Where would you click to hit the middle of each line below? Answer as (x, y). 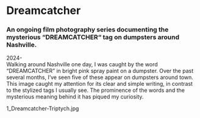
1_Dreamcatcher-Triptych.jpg (43, 109)
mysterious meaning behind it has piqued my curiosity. (75, 97)
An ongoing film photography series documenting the (87, 30)
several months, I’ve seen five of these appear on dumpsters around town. (100, 77)
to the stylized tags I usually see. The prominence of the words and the (95, 90)
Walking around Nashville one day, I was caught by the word (82, 64)
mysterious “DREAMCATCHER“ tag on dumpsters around (93, 37)
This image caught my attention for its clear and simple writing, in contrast (100, 84)
